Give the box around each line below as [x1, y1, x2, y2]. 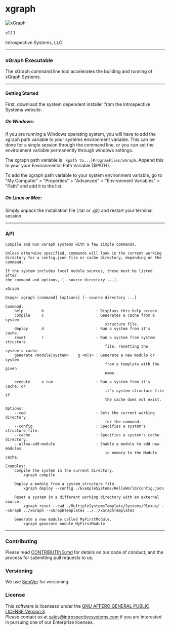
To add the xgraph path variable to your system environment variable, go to [5, 172, 163, 178]
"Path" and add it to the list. [5, 183, 63, 189]
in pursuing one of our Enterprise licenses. [5, 619, 94, 625]
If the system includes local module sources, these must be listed [5, 268, 153, 274]
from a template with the [105, 361, 159, 366]
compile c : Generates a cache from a [14, 313, 155, 318]
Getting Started [5, 90, 39, 96]
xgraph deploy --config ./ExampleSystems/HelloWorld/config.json [23, 486, 164, 491]
